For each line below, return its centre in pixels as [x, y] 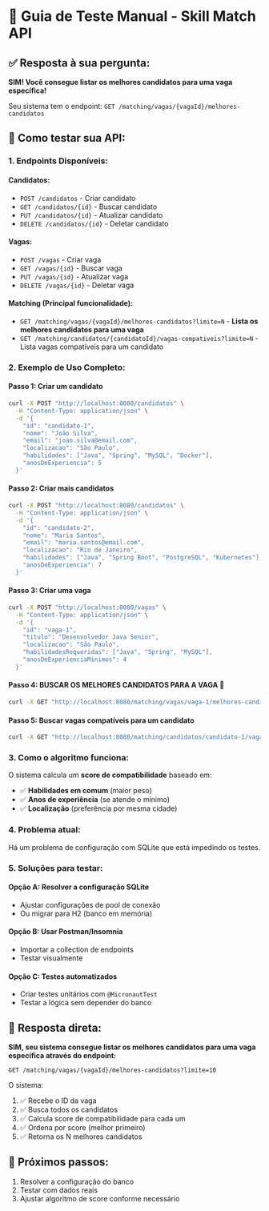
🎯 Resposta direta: [55, 1028]
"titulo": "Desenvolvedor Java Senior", [91, 637]
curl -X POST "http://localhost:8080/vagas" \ [87, 608]
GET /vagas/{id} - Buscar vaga [71, 268]
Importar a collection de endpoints [76, 949]
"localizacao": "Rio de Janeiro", [80, 550]
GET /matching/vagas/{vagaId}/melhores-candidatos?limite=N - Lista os [139, 321]
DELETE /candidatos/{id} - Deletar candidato [94, 223]
